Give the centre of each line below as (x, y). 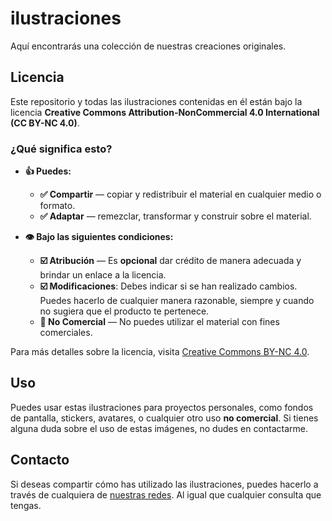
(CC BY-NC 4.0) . (45, 123)
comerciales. (66, 333)
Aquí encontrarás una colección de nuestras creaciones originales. (148, 46)
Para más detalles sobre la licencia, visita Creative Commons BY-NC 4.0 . (160, 352)
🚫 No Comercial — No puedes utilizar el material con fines (159, 322)
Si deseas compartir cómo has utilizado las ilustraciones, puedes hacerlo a (164, 484)
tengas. (26, 505)
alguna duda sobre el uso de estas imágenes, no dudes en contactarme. (159, 428)
